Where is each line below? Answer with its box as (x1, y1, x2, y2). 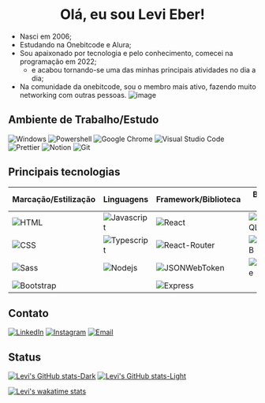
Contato (8, 306, 49, 320)
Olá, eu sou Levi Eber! (60, 6, 205, 24)
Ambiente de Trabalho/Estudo (8, 113, 159, 127)
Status (8, 350, 42, 364)
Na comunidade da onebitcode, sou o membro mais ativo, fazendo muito (19, 81, 256, 91)
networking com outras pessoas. (19, 90, 127, 99)
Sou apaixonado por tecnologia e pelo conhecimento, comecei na (19, 48, 233, 58)
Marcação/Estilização (12, 193, 96, 204)
